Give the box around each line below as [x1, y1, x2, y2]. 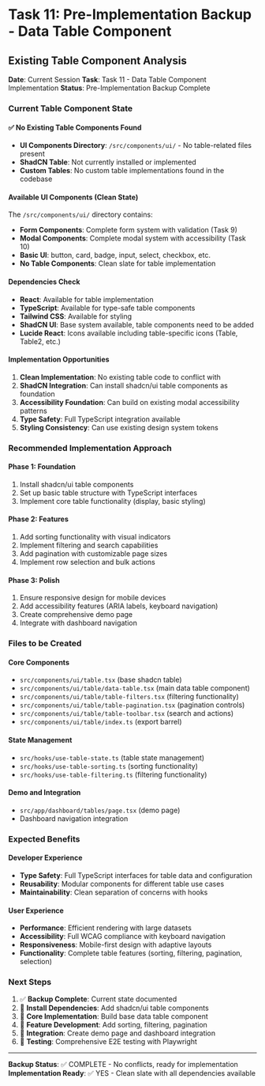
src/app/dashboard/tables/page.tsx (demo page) [19, 805, 181, 815]
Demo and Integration [8, 788, 81, 797]
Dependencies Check [8, 277, 80, 286]
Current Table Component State [8, 103, 132, 114]
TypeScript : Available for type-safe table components [19, 303, 196, 312]
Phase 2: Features [8, 514, 69, 524]
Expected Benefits [8, 833, 80, 844]
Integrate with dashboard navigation [19, 619, 138, 628]
